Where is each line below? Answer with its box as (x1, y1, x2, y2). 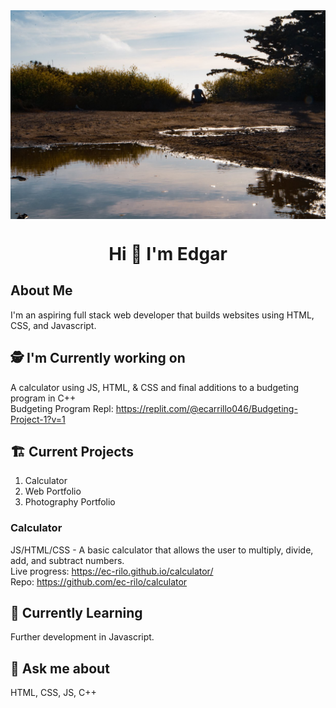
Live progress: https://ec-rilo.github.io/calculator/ (10, 565, 214, 577)
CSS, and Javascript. (10, 319, 97, 331)
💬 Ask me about (10, 660, 110, 677)
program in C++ (10, 392, 77, 404)
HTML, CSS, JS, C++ (10, 687, 97, 699)
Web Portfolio (24, 485, 82, 498)
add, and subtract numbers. (10, 554, 125, 566)
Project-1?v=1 (10, 413, 66, 425)
